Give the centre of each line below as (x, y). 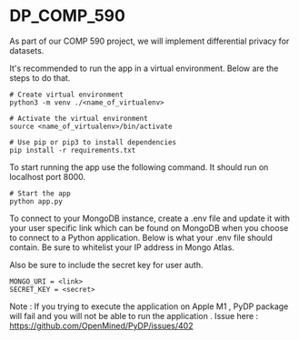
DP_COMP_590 (67, 16)
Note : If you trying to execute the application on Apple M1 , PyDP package (149, 306)
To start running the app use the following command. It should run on (139, 167)
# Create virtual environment (67, 95)
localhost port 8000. (48, 176)
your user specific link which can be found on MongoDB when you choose (149, 227)
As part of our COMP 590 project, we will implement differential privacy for (149, 41)
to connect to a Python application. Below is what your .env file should (141, 237)
